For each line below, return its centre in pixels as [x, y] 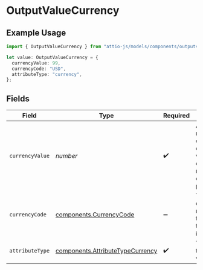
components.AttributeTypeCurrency [106, 251]
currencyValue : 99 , [36, 63]
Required [176, 116]
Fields [18, 99]
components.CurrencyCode [95, 215]
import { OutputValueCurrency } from [54, 46]
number [66, 156]
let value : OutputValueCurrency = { [52, 57]
